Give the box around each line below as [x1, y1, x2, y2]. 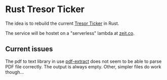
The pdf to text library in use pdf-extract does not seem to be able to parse [5, 58, 162, 64]
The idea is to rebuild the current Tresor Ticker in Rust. [5, 20, 119, 26]
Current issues [5, 45, 53, 54]
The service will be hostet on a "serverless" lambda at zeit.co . [5, 30, 135, 36]
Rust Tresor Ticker [5, 4, 85, 15]
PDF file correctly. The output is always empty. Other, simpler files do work [5, 63, 161, 69]
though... [5, 69, 24, 75]
